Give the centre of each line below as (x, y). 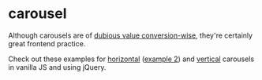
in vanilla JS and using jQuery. (57, 67)
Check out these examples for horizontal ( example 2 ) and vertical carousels (131, 59)
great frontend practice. (47, 43)
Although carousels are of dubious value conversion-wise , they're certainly (131, 35)
